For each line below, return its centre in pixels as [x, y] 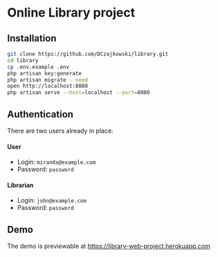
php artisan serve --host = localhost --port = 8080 [79, 93]
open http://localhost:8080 [48, 86]
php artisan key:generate [44, 73]
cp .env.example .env [38, 67]
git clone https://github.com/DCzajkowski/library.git [88, 54]
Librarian [20, 185]
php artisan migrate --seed [48, 80]
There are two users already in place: [60, 131]
